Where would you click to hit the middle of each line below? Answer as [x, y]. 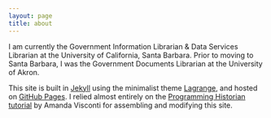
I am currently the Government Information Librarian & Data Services [123, 46]
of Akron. [24, 72]
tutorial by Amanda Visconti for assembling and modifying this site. [121, 105]
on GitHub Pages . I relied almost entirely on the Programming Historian [127, 96]
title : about [31, 23]
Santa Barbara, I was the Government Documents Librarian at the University [135, 63]
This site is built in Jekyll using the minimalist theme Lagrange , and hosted [133, 88]
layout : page [31, 16]
